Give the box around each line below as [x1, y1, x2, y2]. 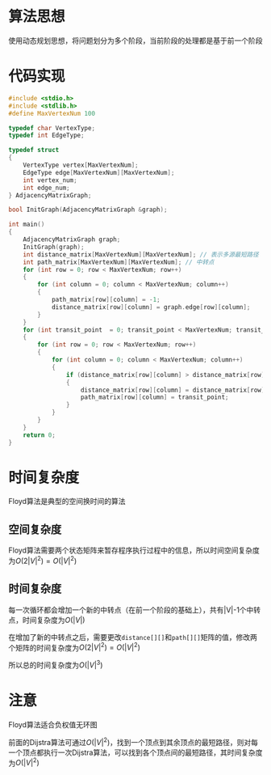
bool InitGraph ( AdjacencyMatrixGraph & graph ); [8, 205, 168, 214]
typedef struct [8, 146, 60, 155]
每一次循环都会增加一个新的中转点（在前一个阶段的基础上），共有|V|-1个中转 [8, 604, 261, 615]
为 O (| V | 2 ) [8, 756, 40, 768]
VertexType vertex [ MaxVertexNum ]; [23, 161, 139, 169]
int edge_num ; [23, 184, 70, 192]
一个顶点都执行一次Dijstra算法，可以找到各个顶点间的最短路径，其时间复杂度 [8, 747, 263, 757]
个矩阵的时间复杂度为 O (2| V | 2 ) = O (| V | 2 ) [8, 641, 141, 652]
